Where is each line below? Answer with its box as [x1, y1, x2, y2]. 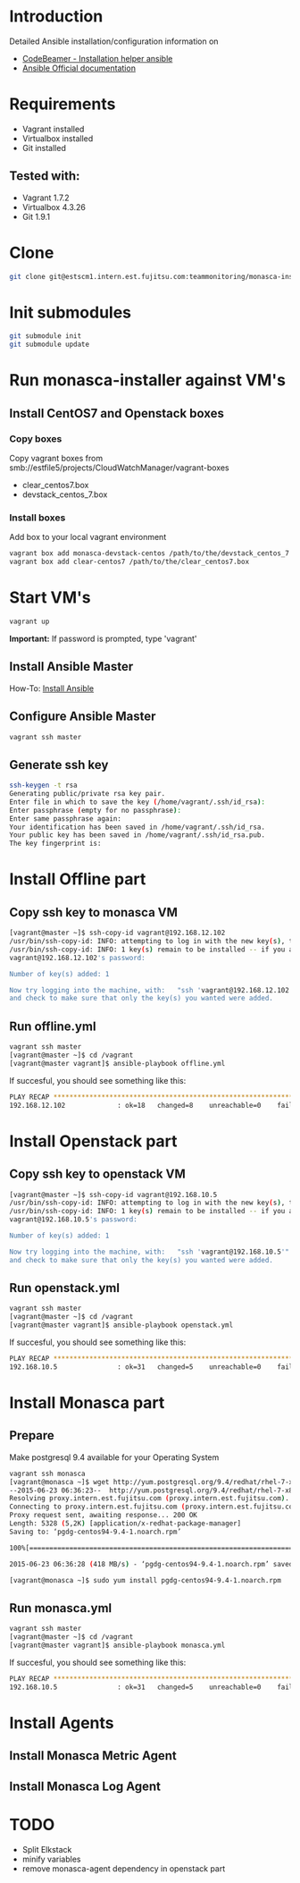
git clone [9, 272, 46, 281]
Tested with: [9, 168, 80, 184]
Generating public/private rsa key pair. [9, 790, 166, 798]
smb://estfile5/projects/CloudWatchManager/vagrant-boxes [9, 462, 229, 473]
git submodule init [9, 332, 82, 341]
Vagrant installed [21, 123, 85, 134]
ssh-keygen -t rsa [9, 781, 78, 790]
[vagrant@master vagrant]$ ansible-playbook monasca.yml [9, 1641, 226, 1651]
